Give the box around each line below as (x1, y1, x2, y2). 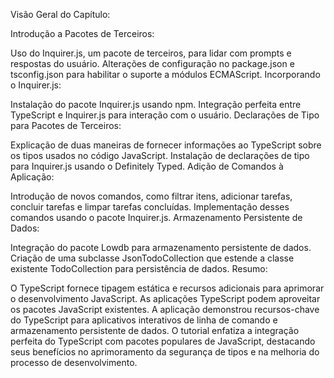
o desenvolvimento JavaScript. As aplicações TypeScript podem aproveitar (10, 293, 321, 304)
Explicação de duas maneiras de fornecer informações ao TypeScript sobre (10, 139, 322, 151)
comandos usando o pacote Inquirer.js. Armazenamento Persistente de (10, 212, 303, 223)
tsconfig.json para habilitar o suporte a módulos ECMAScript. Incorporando (10, 69, 321, 80)
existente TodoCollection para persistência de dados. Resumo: (10, 263, 268, 274)
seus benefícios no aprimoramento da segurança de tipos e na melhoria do (10, 346, 320, 358)
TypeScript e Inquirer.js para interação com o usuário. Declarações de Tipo (10, 109, 320, 121)
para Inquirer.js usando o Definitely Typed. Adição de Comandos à (10, 160, 284, 172)
